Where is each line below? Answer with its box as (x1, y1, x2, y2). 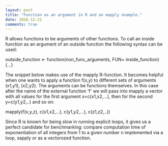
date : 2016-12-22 (5, 17, 42, 22)
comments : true (5, 21, 38, 27)
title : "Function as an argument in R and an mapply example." (5, 12, 143, 17)
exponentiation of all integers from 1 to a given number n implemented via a (5, 130, 163, 136)
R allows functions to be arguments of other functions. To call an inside (5, 36, 154, 42)
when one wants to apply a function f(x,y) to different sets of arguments (5, 77, 156, 83)
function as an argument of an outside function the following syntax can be (5, 41, 163, 47)
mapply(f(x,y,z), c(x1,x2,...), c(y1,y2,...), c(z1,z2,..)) (5, 109, 110, 115)
